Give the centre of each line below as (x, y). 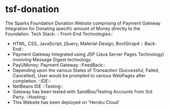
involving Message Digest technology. (52, 59)
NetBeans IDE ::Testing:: (38, 86)
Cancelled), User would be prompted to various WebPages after (79, 75)
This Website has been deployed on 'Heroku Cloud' (66, 102)
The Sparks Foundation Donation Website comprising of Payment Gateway (83, 23)
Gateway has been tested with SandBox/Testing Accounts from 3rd (82, 91)
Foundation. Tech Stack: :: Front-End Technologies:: (59, 34)
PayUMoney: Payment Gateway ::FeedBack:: (59, 65)
